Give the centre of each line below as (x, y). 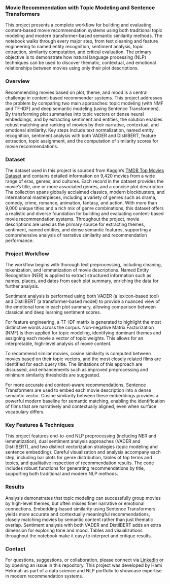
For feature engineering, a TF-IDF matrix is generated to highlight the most (83, 322)
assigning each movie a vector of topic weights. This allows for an (74, 338)
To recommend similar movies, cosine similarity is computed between (78, 354)
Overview (18, 81)
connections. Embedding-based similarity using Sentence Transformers (80, 508)
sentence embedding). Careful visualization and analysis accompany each (83, 452)
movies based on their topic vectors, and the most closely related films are (83, 359)
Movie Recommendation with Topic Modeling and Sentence (80, 8)
